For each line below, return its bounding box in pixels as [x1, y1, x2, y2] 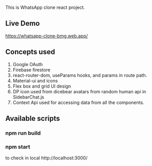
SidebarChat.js [12, 94, 45, 100]
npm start [5, 143, 31, 150]
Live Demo [5, 19, 40, 28]
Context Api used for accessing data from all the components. [12, 99, 145, 106]
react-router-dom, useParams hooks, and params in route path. [12, 72, 147, 78]
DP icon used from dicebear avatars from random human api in [12, 88, 146, 94]
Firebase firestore [12, 67, 50, 73]
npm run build [5, 129, 41, 136]
